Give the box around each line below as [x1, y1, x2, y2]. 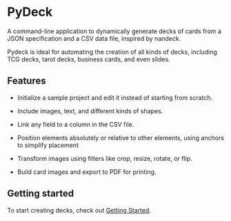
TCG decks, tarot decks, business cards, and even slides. [7, 55, 170, 63]
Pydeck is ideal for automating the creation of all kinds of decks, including [7, 48, 217, 56]
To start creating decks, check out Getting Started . [7, 206, 152, 214]
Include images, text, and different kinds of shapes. [17, 106, 163, 115]
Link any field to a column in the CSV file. [17, 120, 134, 128]
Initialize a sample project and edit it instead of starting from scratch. [17, 93, 213, 102]
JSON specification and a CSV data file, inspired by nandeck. [7, 34, 181, 42]
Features [7, 75, 46, 87]
